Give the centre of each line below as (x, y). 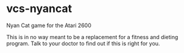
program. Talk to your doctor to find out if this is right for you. (83, 43)
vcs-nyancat (39, 9)
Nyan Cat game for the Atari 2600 (49, 25)
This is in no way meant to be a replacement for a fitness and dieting (92, 37)
